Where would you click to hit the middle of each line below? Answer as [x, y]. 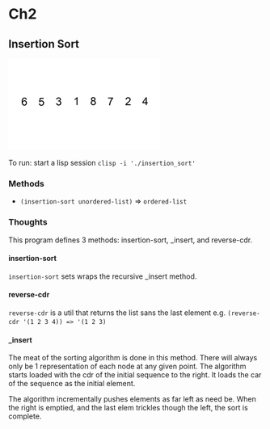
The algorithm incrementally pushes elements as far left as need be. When [132, 399]
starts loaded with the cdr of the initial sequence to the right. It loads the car [135, 375]
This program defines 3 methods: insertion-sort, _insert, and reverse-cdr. [131, 240]
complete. [25, 416]
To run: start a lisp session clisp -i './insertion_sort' [102, 163]
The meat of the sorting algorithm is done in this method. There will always [133, 358]
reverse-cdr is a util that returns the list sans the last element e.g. [117, 313]
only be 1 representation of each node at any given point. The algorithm [127, 366]
